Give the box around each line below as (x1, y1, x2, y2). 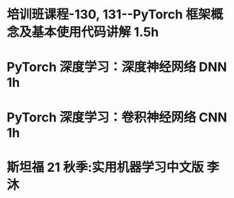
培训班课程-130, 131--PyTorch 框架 (6, 6, 211, 23)
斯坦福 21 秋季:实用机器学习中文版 (6, 159, 204, 175)
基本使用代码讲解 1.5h (31, 24, 159, 40)
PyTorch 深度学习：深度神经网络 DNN (6, 59, 228, 75)
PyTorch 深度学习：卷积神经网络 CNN (6, 109, 228, 125)
